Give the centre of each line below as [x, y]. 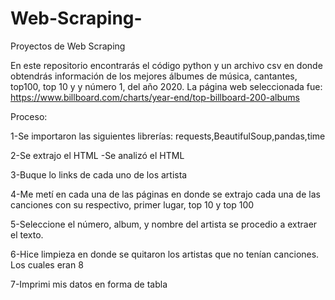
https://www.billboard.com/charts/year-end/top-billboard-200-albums [155, 97]
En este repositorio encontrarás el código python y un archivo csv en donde [166, 65]
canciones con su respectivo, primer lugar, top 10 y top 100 [132, 204]
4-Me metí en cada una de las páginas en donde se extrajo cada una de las [165, 194]
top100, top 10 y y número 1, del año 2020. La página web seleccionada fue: [166, 86]
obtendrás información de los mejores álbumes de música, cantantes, [154, 76]
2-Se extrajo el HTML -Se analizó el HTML [97, 155]
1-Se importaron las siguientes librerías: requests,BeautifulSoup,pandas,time [168, 136]
